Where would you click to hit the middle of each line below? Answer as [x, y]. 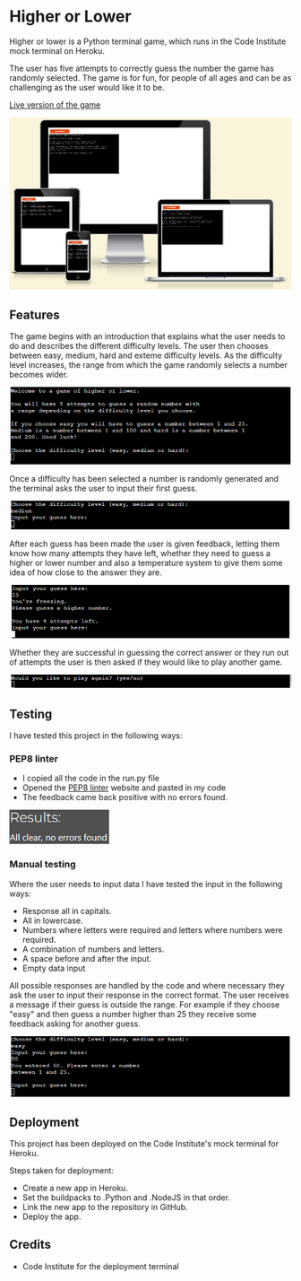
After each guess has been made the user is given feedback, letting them [145, 544]
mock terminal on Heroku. [57, 50]
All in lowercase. [52, 920]
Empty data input [54, 968]
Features [34, 314]
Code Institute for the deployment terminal [100, 1266]
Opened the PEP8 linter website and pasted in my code [124, 788]
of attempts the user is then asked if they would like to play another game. [146, 662]
